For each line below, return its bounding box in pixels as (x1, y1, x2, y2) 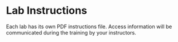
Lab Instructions (6, 4, 88, 17)
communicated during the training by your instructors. (6, 29, 136, 36)
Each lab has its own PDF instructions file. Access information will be (6, 23, 173, 30)
